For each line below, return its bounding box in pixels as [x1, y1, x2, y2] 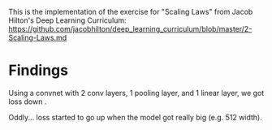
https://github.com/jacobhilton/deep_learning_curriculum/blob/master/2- [8, 24, 253, 33]
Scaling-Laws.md [8, 32, 67, 42]
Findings [8, 61, 69, 80]
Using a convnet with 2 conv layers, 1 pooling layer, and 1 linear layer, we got [8, 88, 265, 97]
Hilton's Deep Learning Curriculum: [8, 15, 127, 25]
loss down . [8, 97, 47, 106]
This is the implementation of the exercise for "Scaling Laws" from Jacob [8, 7, 253, 16]
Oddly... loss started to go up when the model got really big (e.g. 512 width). [8, 112, 262, 122]
